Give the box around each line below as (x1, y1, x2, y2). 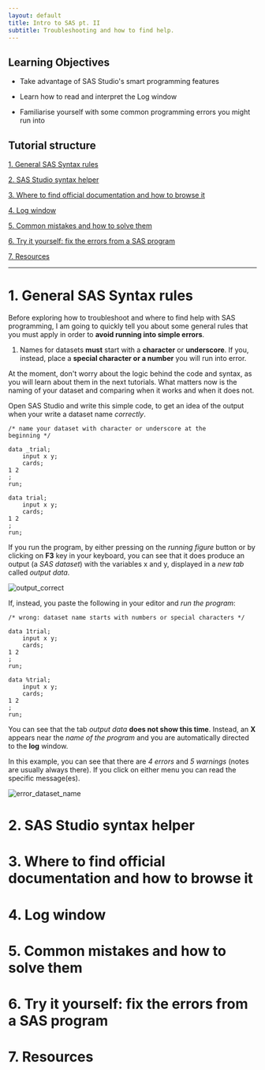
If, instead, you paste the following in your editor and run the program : (8, 598, 236, 608)
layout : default (8, 11, 62, 20)
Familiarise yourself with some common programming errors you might (19, 108, 251, 117)
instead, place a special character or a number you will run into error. (19, 353, 247, 362)
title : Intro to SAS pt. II (8, 19, 101, 27)
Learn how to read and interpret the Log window (19, 92, 177, 101)
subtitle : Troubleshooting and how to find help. (8, 26, 175, 34)
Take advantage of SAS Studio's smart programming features (19, 77, 219, 86)
